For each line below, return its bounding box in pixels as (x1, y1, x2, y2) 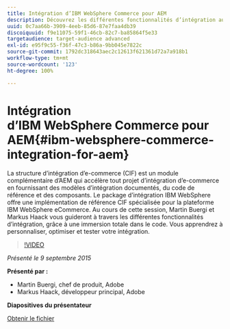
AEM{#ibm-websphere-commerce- (7, 132, 214, 147)
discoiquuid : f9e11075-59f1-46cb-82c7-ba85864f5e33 (7, 29, 157, 36)
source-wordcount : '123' (7, 61, 78, 68)
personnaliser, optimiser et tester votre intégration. (7, 228, 151, 236)
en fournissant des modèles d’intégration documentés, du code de (7, 184, 195, 192)
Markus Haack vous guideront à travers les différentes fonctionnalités (7, 213, 204, 221)
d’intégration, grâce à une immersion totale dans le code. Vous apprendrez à (7, 220, 223, 228)
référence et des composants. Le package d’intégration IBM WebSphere (7, 191, 211, 199)
